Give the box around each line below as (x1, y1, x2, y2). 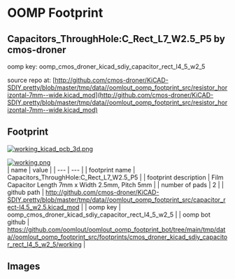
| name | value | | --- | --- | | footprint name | (7, 165, 136, 174)
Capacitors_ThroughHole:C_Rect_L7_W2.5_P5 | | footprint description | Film (7, 173, 224, 182)
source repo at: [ (7, 76, 55, 84)
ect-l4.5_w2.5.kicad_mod (7, 203, 80, 211)
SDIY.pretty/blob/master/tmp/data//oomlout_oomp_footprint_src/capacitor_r (7, 195, 226, 204)
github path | (7, 188, 44, 196)
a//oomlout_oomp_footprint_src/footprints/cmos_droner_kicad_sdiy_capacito (7, 233, 228, 241)
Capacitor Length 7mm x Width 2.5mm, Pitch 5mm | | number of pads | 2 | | (7, 180, 225, 189)
